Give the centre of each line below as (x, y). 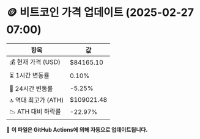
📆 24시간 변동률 (31, 88)
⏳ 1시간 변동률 (30, 75)
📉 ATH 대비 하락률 (35, 112)
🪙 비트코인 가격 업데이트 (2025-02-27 (100, 12)
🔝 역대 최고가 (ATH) (37, 100)
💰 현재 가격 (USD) (35, 62)
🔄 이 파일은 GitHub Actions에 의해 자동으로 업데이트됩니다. (77, 129)
